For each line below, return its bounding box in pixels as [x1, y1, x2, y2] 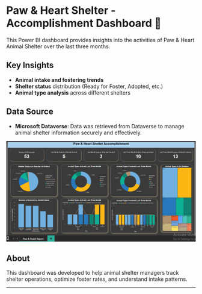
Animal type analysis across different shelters [14, 89, 131, 96]
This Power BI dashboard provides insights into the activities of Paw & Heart [6, 36, 195, 43]
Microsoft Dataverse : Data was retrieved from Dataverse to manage [14, 122, 185, 130]
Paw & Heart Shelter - [6, 4, 116, 17]
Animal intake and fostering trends [14, 76, 104, 83]
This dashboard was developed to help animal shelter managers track [6, 269, 179, 277]
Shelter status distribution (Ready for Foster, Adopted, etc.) [14, 83, 164, 90]
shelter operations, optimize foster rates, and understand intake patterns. [6, 275, 188, 283]
